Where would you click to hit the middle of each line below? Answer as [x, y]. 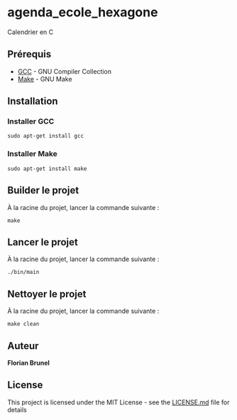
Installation [33, 101]
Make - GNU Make [45, 79]
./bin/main [23, 272]
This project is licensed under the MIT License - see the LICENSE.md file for [118, 402]
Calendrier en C [31, 32]
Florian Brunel [28, 363]
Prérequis [29, 54]
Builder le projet [43, 190]
